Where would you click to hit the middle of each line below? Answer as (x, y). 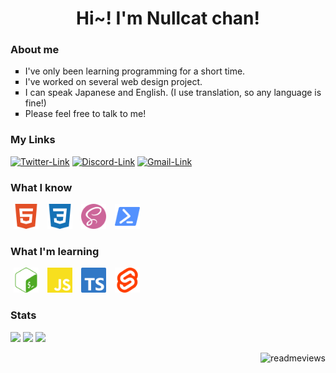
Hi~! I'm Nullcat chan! (168, 18)
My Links (33, 140)
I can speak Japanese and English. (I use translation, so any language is (173, 93)
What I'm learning (55, 251)
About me (35, 50)
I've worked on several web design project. (113, 82)
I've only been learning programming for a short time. (135, 71)
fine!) (35, 103)
